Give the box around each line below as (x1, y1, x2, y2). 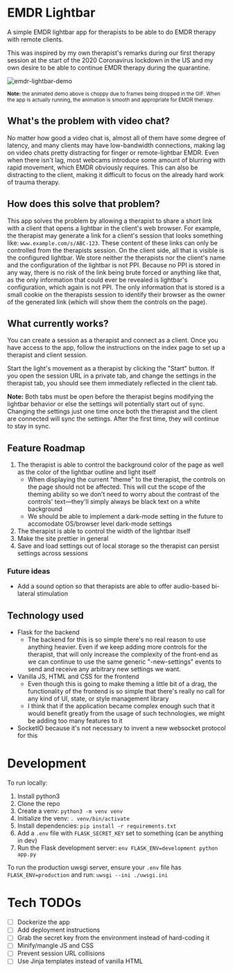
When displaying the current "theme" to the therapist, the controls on (27, 476, 225, 484)
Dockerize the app (17, 918, 71, 926)
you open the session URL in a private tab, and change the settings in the (7, 371, 216, 380)
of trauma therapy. (7, 178, 60, 186)
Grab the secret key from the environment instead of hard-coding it (17, 934, 210, 942)
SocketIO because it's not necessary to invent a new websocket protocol (17, 724, 226, 732)
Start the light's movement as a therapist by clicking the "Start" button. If (7, 364, 215, 373)
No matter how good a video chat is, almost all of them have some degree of (7, 133, 226, 142)
